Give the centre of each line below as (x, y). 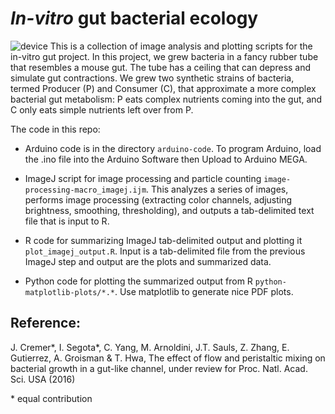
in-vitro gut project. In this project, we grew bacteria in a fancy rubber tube (164, 56)
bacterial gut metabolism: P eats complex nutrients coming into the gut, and (166, 99)
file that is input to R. (67, 221)
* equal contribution (51, 398)
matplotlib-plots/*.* (69, 292)
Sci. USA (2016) (43, 379)
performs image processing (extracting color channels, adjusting (158, 199)
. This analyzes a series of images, (217, 189)
